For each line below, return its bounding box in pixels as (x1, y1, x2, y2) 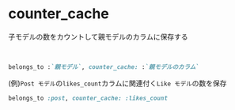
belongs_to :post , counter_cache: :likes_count (8, 94, 169, 102)
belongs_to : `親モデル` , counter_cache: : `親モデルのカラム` (8, 63, 199, 71)
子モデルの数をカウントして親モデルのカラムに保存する (8, 32, 188, 41)
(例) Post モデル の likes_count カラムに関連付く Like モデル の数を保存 (8, 78, 227, 88)
